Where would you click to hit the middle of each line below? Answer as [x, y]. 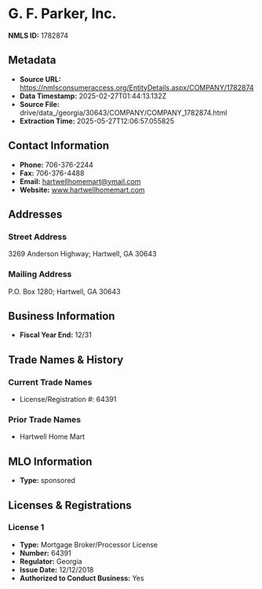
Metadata [32, 60]
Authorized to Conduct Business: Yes [82, 578]
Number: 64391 [45, 553]
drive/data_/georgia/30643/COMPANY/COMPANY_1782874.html [123, 112]
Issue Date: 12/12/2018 [56, 569]
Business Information [62, 316]
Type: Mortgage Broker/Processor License [89, 544]
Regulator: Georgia [51, 561]
